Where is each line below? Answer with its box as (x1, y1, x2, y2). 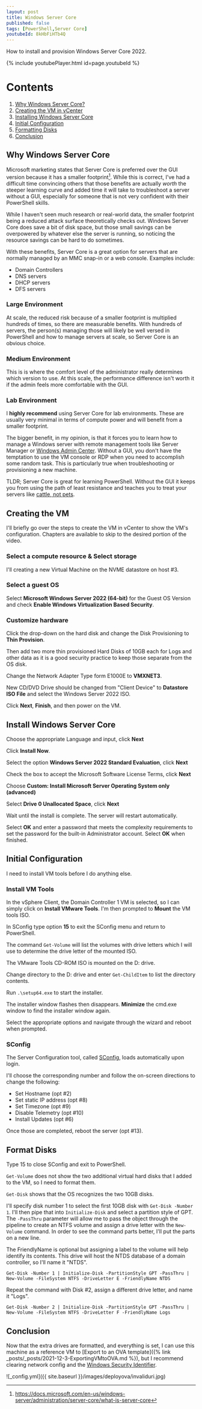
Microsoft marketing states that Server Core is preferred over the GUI (6, 166, 179, 173)
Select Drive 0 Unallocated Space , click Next (6, 800, 120, 808)
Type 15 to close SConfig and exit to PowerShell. (6, 1161, 126, 1168)
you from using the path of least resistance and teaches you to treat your (6, 485, 188, 492)
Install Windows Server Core (6, 720, 116, 730)
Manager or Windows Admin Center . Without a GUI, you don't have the (6, 447, 182, 454)
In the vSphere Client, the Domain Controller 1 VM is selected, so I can (6, 899, 180, 906)
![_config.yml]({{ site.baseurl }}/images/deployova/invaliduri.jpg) (6, 1372, 166, 1380)
